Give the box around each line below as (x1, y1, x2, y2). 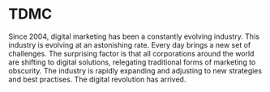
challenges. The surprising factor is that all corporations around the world (8, 48, 255, 58)
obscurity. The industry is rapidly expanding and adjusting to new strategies (8, 65, 262, 75)
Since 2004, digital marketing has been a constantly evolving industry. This (8, 31, 259, 41)
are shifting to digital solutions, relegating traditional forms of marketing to (8, 57, 256, 67)
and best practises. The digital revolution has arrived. (8, 74, 186, 84)
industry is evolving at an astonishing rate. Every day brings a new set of (8, 40, 251, 49)
